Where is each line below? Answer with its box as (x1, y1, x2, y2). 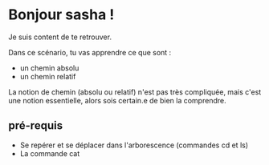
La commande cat (19, 148, 80, 158)
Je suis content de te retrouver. (8, 32, 112, 42)
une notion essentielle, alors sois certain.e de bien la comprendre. (8, 95, 226, 105)
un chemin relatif (19, 71, 76, 81)
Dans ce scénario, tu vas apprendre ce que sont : (8, 47, 172, 57)
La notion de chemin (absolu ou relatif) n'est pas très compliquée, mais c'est (8, 87, 262, 97)
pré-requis (8, 119, 63, 133)
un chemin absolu (19, 62, 79, 73)
